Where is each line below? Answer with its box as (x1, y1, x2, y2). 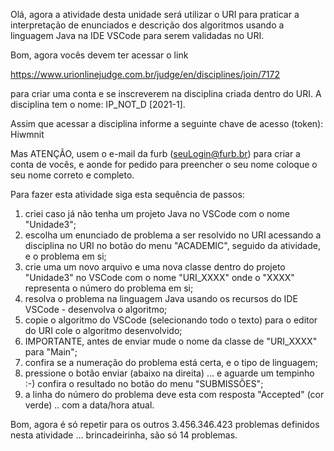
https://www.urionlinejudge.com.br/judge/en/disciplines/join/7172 (10, 69, 281, 80)
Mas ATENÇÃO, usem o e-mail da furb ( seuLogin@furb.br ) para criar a (10, 148, 301, 159)
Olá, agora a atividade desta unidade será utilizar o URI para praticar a (10, 9, 300, 20)
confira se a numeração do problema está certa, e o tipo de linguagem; (24, 357, 319, 368)
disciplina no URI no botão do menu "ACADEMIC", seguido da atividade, (24, 240, 321, 251)
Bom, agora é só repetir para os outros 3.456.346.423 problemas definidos (10, 419, 320, 430)
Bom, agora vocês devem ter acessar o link (10, 49, 189, 61)
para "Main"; (24, 346, 78, 358)
